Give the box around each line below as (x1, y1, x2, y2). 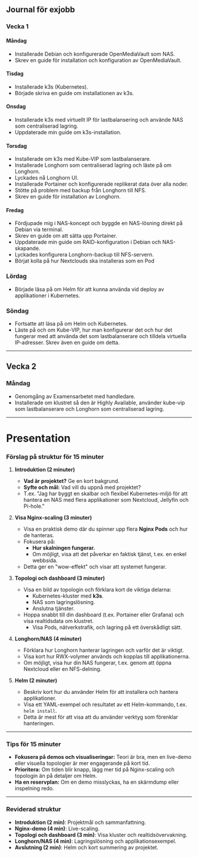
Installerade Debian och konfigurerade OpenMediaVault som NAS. (14, 50, 175, 57)
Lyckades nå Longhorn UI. (14, 174, 78, 181)
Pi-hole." (23, 502, 45, 510)
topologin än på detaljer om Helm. (14, 772, 97, 780)
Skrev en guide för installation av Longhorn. (14, 193, 121, 200)
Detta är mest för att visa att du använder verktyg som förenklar (23, 713, 179, 720)
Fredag (6, 206, 24, 213)
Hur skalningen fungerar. (32, 544, 95, 551)
